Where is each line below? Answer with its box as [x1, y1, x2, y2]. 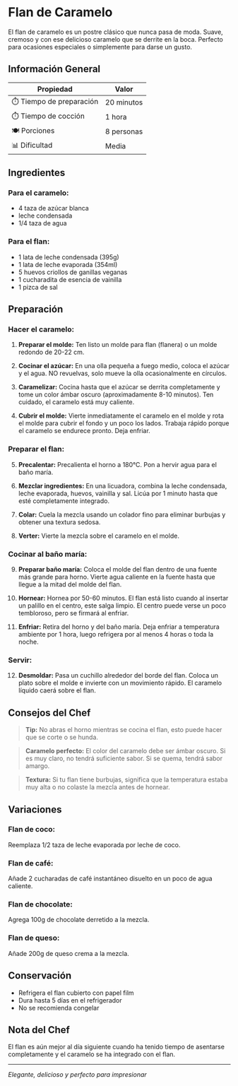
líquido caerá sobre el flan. [18, 686, 96, 695]
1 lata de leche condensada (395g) [18, 252, 119, 261]
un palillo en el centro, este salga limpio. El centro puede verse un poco [18, 601, 227, 610]
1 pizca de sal [18, 283, 59, 291]
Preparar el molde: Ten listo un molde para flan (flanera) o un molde [18, 341, 218, 349]
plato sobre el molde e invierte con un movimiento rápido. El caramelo [18, 679, 222, 687]
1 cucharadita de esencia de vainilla [18, 275, 122, 283]
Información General [8, 63, 101, 75]
